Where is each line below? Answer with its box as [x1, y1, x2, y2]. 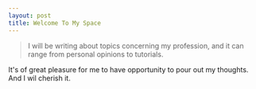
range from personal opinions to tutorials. [27, 49, 164, 59]
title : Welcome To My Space [8, 19, 102, 27]
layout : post [8, 11, 52, 20]
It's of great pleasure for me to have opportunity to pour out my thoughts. [8, 64, 249, 74]
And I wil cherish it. [8, 73, 72, 83]
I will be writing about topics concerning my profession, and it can [27, 41, 244, 50]
